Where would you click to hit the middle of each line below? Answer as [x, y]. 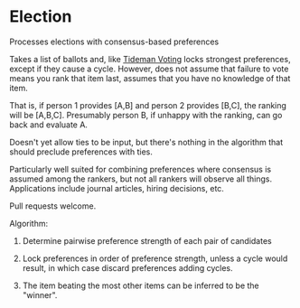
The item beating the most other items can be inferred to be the [141, 285]
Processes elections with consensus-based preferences [114, 42]
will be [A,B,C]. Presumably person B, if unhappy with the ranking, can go [146, 115]
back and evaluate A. [49, 125]
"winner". [40, 294]
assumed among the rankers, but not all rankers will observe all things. [141, 179]
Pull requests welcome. [53, 206]
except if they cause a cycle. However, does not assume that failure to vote [149, 69]
